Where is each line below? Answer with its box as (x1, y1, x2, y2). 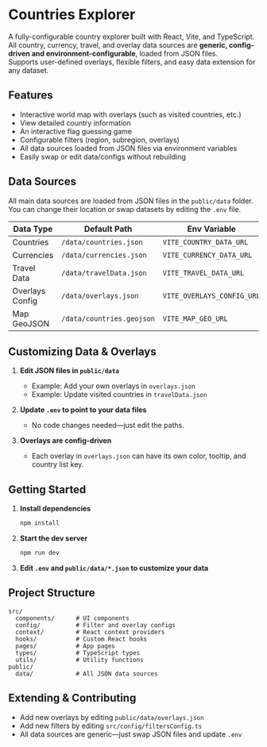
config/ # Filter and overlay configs (15, 621, 176, 629)
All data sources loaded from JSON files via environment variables (19, 143, 238, 152)
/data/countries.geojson (60, 314, 155, 323)
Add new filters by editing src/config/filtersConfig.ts (19, 721, 203, 730)
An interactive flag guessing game (19, 126, 133, 136)
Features (8, 89, 53, 102)
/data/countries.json (60, 237, 143, 247)
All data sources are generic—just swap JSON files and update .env (19, 729, 242, 739)
